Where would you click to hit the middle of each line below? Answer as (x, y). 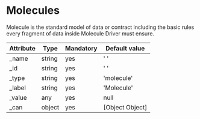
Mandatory (81, 48)
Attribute (23, 48)
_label (17, 88)
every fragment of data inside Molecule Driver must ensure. (80, 33)
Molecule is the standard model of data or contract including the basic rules (100, 27)
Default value (125, 48)
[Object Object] (125, 107)
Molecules (33, 11)
